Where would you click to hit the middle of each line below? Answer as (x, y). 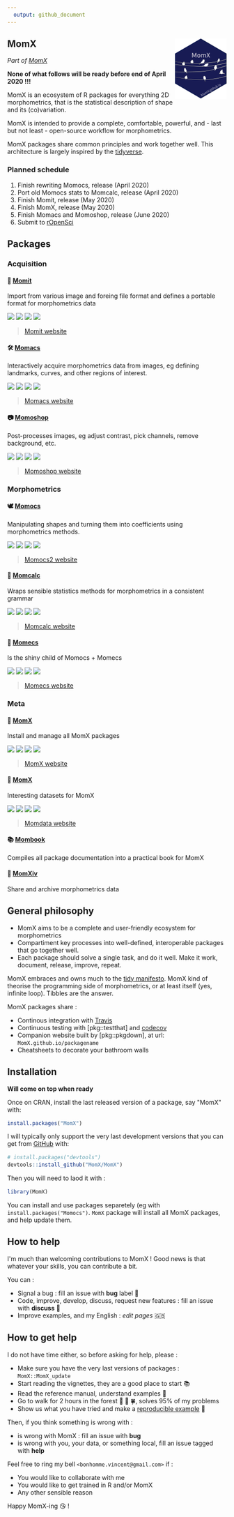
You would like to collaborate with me (71, 1477)
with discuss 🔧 (39, 1308)
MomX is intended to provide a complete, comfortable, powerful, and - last (114, 123)
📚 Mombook (26, 840)
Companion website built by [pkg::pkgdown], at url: (91, 1035)
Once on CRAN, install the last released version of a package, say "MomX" (114, 1102)
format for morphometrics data (52, 303)
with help (31, 1450)
